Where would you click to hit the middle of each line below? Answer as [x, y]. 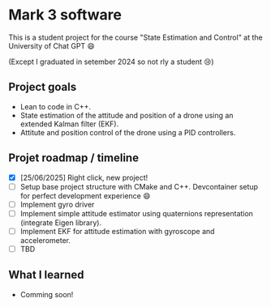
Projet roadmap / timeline [74, 158]
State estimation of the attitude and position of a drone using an [127, 115]
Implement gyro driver [57, 204]
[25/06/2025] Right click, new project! [84, 177]
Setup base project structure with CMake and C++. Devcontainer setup [139, 186]
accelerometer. [45, 240]
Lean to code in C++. [56, 106]
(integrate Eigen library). [61, 222]
